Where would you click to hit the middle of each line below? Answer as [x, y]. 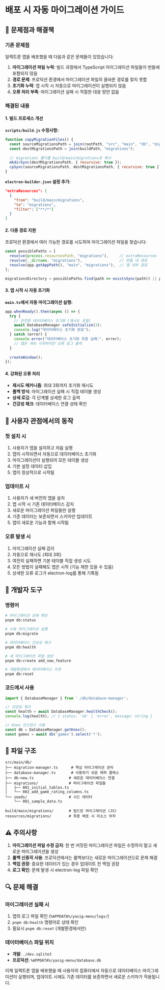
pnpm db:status [21, 620]
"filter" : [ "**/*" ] [34, 209]
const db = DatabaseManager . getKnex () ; [46, 730]
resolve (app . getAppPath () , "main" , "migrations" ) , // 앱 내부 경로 [78, 265]
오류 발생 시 [18, 537]
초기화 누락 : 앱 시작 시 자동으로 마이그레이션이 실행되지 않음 [69, 85]
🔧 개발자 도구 [24, 590]
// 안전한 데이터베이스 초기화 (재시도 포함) [53, 320]
